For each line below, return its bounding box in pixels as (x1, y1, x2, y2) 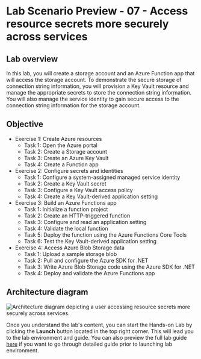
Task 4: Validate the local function (23, 225, 108, 232)
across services (6, 30, 88, 43)
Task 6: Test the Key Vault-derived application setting (23, 237, 157, 245)
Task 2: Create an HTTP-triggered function (23, 212, 131, 219)
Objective (6, 119, 44, 130)
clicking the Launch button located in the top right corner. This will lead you (6, 327, 194, 335)
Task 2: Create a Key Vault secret (23, 179, 107, 187)
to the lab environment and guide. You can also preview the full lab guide (6, 334, 187, 341)
